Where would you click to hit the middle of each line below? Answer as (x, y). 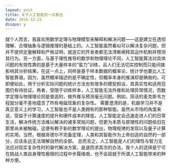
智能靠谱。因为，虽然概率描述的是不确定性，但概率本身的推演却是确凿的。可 (85, 77)
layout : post (19, 10)
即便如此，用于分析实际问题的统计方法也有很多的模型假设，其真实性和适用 (83, 84)
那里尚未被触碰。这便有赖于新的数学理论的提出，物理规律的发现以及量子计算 (85, 128)
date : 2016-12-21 (24, 19)
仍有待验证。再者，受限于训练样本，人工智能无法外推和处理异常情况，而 (85, 90)
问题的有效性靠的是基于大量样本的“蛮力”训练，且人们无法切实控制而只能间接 (85, 65)
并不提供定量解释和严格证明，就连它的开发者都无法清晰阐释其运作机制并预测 (85, 52)
